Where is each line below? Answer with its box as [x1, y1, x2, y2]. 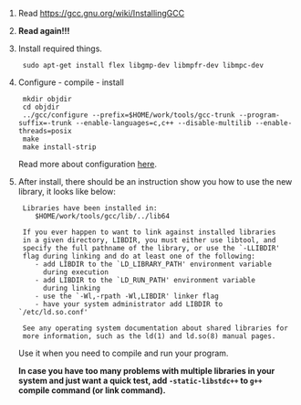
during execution [42, 268, 109, 277]
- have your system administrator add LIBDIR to [35, 300, 223, 309]
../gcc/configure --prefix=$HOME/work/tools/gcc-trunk [22, 111, 235, 120]
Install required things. [17, 43, 103, 54]
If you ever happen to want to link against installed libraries [22, 228, 276, 237]
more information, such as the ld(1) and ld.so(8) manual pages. [22, 332, 276, 341]
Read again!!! [17, 26, 70, 36]
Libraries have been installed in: [22, 204, 158, 213]
